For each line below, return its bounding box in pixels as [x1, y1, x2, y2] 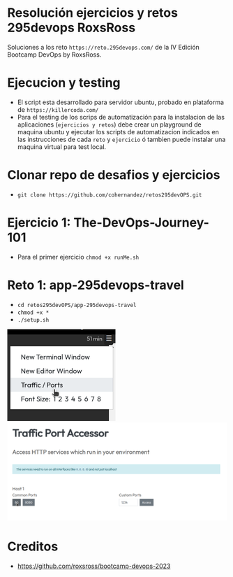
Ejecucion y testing [7, 75, 121, 91]
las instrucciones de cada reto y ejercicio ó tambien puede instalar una [17, 135, 226, 143]
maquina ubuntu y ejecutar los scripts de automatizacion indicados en [17, 127, 220, 136]
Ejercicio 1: [7, 215, 71, 230]
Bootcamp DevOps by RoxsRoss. [7, 50, 102, 59]
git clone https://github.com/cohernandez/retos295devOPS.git [17, 191, 202, 199]
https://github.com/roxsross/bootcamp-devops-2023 [17, 562, 171, 570]
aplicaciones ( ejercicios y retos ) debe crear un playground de [17, 120, 202, 129]
